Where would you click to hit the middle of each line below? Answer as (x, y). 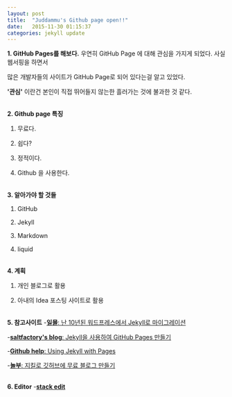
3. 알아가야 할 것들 (32, 195)
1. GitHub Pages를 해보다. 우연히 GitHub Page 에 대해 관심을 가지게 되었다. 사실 (116, 53)
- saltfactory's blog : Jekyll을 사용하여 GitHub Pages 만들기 (89, 337)
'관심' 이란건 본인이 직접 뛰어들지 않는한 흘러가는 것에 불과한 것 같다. (100, 92)
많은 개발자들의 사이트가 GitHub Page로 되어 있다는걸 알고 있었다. (96, 77)
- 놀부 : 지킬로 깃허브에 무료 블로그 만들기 (61, 366)
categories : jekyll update (46, 33)
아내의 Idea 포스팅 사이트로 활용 (60, 301)
